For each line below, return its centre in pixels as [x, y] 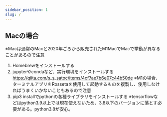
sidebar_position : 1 [27, 10]
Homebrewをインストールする [43, 66]
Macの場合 [22, 36]
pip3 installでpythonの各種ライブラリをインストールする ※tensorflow [83, 97]
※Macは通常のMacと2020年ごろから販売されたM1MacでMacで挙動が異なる [83, 49]
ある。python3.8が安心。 [47, 109]
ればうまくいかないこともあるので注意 [52, 91]
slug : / [13, 14]
